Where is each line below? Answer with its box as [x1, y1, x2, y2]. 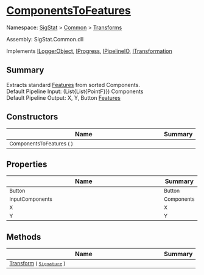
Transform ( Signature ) [9, 260, 66, 267]
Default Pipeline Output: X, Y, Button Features [6, 94, 121, 101]
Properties [6, 159, 47, 169]
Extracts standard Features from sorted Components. [6, 81, 140, 88]
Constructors [6, 112, 58, 122]
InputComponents [9, 196, 53, 203]
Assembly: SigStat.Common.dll [6, 35, 84, 43]
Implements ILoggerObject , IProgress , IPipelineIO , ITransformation [6, 47, 172, 55]
